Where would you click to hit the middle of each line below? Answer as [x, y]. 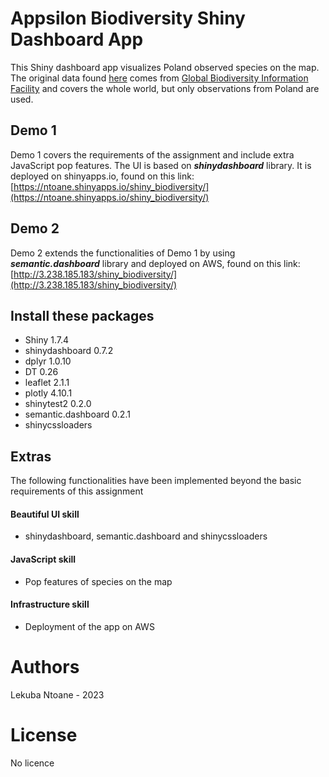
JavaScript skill [43, 559]
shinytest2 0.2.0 [58, 404]
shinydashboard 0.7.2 [69, 351]
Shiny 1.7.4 [47, 340]
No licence [32, 763]
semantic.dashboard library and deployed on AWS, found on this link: [155, 263]
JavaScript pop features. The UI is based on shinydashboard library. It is [161, 165]
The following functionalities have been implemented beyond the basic [156, 481]
